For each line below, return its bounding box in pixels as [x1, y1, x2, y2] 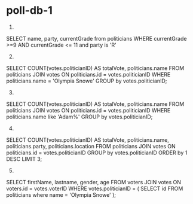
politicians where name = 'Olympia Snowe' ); [6, 191, 117, 198]
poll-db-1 [6, 4, 53, 17]
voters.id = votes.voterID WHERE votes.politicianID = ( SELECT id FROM [6, 185, 183, 192]
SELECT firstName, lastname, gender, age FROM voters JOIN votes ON [6, 178, 181, 185]
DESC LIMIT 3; [6, 155, 42, 162]
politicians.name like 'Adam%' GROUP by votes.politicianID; [6, 113, 153, 120]
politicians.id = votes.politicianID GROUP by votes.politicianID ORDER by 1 [6, 149, 188, 156]
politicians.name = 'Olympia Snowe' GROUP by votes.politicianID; [6, 77, 167, 84]
